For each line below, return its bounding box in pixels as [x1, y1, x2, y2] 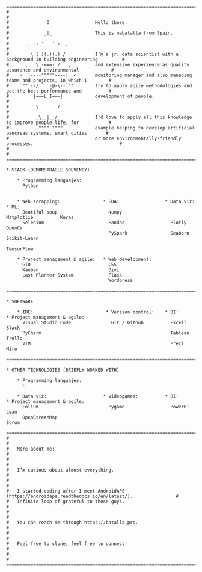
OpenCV [6, 225, 23, 231]
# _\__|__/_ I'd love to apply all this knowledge [6, 114, 192, 120]
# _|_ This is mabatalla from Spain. [6, 30, 173, 36]
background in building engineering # [6, 57, 125, 63]
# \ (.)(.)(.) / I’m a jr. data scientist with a [6, 51, 179, 57]
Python [22, 183, 39, 189]
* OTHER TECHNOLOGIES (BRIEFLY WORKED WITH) [6, 367, 120, 373]
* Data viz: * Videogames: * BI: [17, 393, 179, 399]
